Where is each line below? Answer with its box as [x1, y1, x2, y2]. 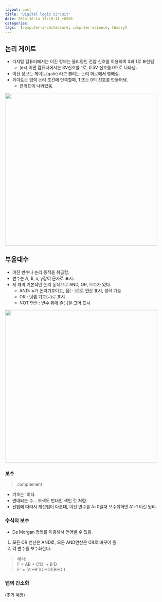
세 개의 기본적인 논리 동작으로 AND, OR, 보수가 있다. [12, 281, 111, 287]
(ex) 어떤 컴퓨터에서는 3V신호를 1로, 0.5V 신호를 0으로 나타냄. [19, 64, 137, 70]
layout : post [5, 7, 32, 12]
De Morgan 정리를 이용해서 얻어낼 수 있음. [12, 529, 93, 535]
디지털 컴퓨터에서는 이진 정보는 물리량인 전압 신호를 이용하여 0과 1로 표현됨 [12, 58, 154, 64]
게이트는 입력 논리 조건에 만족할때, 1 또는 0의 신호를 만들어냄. [12, 77, 128, 83]
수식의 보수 [5, 517, 30, 524]
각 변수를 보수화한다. [12, 545, 52, 552]
